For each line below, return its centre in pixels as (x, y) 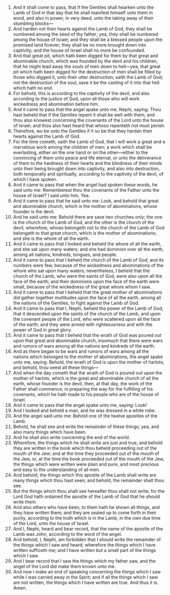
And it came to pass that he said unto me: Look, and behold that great (86, 201)
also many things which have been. (50, 432)
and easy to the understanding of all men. (56, 470)
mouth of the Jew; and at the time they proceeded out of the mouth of (86, 453)
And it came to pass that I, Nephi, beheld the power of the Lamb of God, (88, 308)
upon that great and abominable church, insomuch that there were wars (88, 341)
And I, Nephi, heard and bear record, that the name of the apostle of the (88, 529)
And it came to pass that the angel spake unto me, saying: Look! (80, 405)
